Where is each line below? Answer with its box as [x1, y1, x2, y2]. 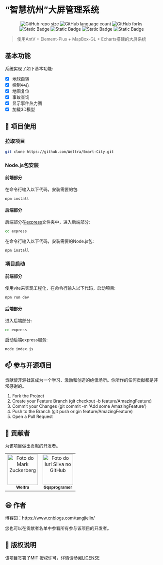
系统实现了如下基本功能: [5, 65, 53, 71]
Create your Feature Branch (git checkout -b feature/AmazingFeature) [12, 398, 152, 404]
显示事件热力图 [12, 100, 42, 106]
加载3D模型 [12, 107, 35, 113]
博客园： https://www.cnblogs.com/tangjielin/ [5, 515, 95, 521]
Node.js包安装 [5, 162, 39, 169]
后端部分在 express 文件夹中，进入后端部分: [5, 219, 91, 225]
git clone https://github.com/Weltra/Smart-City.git [5, 149, 114, 154]
